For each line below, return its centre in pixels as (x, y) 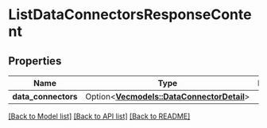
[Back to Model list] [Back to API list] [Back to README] (99, 116)
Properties (35, 61)
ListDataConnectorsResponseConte (130, 15)
